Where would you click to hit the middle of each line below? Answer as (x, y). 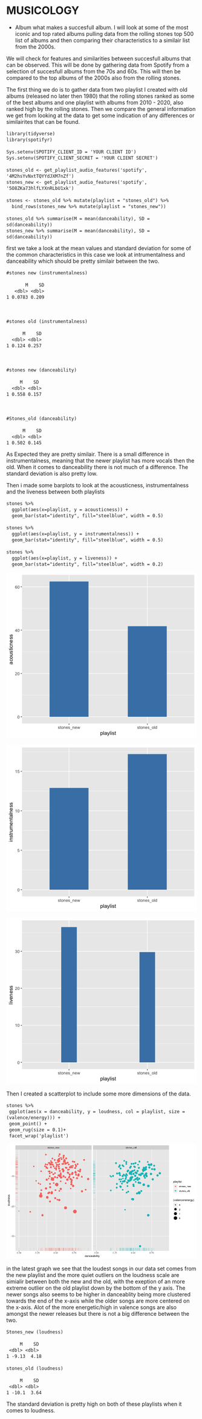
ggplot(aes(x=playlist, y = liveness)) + (65, 558)
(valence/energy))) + (34, 1118)
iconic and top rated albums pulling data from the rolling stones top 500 (104, 33)
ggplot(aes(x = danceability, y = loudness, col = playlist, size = (97, 1112)
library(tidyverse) (31, 134)
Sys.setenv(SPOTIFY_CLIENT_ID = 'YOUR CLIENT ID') (71, 152)
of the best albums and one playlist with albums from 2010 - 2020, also (95, 102)
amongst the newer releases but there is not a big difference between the (98, 1313)
